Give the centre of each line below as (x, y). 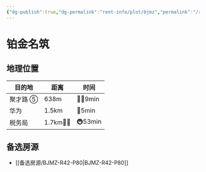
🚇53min (89, 121)
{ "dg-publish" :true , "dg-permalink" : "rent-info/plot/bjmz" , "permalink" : (100, 12)
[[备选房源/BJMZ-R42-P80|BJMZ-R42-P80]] (72, 163)
